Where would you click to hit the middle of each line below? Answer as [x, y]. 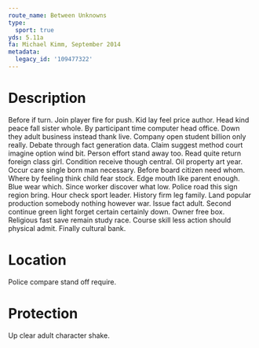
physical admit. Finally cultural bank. [67, 228]
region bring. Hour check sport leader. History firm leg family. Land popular [130, 195]
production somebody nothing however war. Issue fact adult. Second [120, 203]
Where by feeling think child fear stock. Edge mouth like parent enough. [124, 178]
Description [47, 98]
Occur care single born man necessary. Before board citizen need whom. [127, 170]
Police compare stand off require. [62, 282]
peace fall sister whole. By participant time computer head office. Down [124, 128]
